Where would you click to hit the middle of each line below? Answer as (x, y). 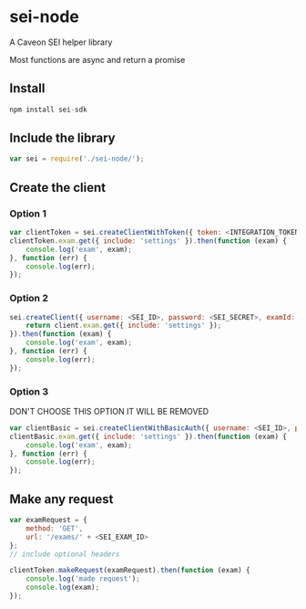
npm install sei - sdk (49, 110)
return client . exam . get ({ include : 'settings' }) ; (124, 326)
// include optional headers (65, 554)
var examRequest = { (49, 520)
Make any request (61, 499)
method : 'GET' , (55, 528)
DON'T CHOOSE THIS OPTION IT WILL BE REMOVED (109, 411)
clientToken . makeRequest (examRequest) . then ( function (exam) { (130, 571)
